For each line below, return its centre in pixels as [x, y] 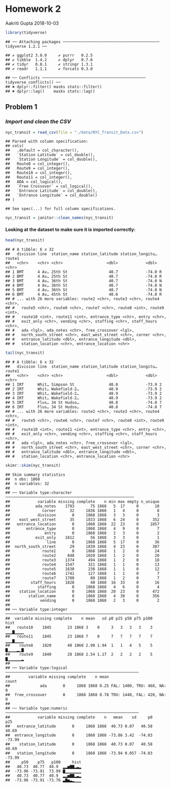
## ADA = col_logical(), [34, 182]
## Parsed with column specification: [47, 142]
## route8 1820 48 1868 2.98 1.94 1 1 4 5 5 [79, 646]
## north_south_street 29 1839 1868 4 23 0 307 [82, 547]
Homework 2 [33, 9]
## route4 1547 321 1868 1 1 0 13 [82, 565]
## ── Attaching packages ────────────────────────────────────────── [82, 42]
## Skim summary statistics [35, 475]
